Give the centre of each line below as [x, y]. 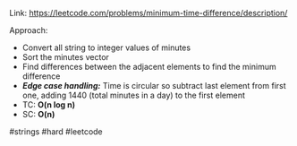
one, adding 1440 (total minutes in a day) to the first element [134, 95]
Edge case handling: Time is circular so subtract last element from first [154, 86]
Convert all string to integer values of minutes [106, 47]
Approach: [29, 30]
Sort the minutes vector [66, 57]
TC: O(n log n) [49, 105]
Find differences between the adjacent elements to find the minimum [149, 67]
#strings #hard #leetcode [56, 132]
